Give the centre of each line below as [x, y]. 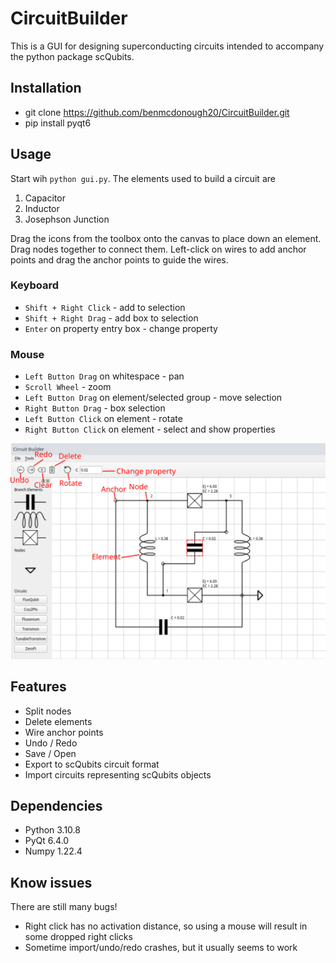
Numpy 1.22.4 [53, 851]
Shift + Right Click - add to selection [105, 307]
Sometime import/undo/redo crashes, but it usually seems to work [161, 948]
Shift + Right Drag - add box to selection [111, 318]
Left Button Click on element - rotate [103, 419]
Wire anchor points [64, 732]
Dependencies [56, 805]
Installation [46, 88]
